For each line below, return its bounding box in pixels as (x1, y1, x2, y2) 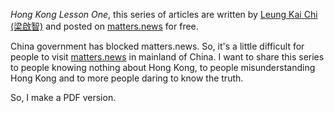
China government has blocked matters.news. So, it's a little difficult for (10, 40, 305, 52)
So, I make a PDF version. (10, 92, 117, 103)
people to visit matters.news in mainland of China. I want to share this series (10, 51, 325, 63)
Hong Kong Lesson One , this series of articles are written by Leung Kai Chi (10, 9, 318, 20)
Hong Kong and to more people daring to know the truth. (10, 72, 244, 84)
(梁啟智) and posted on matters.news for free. (10, 20, 199, 32)
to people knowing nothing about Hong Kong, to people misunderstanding (10, 62, 316, 73)
